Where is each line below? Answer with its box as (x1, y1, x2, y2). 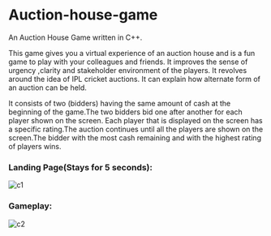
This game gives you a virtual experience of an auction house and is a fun (8, 48, 256, 58)
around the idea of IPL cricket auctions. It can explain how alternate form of (8, 74, 261, 84)
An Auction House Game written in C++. (8, 32, 143, 42)
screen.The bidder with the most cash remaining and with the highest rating (8, 132, 262, 143)
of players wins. (8, 141, 62, 151)
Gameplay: (8, 200, 53, 212)
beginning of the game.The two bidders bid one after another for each (8, 107, 243, 117)
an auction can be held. (8, 83, 88, 92)
